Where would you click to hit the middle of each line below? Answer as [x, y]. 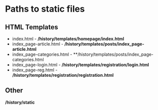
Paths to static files [45, 9]
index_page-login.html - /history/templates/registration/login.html [80, 65]
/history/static [20, 102]
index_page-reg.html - [35, 70]
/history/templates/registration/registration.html [63, 75]
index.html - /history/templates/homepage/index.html [68, 39]
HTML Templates [32, 27]
